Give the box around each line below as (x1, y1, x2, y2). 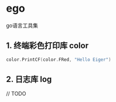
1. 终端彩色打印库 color (6, 40, 89, 51)
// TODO (6, 90, 26, 97)
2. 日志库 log (6, 74, 52, 84)
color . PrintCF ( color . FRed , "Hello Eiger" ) (6, 56, 111, 63)
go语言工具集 (6, 22, 38, 29)
